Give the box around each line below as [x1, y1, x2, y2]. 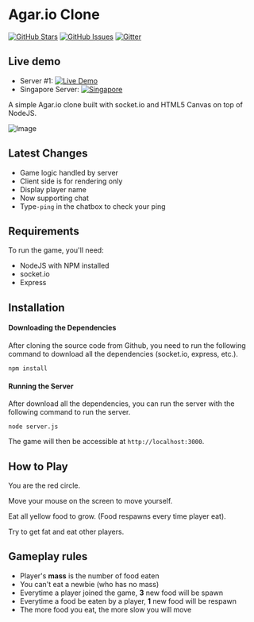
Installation [8, 300, 65, 315]
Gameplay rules [8, 550, 88, 563]
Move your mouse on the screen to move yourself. [8, 496, 173, 505]
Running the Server [8, 381, 74, 391]
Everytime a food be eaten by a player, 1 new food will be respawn [19, 596, 237, 605]
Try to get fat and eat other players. [8, 527, 125, 536]
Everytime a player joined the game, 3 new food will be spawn [19, 588, 224, 597]
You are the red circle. [8, 481, 81, 490]
